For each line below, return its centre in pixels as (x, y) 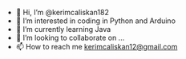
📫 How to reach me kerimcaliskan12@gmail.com (97, 47)
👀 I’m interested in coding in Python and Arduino (96, 21)
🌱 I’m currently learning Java (63, 29)
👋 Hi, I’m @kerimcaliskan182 (63, 12)
